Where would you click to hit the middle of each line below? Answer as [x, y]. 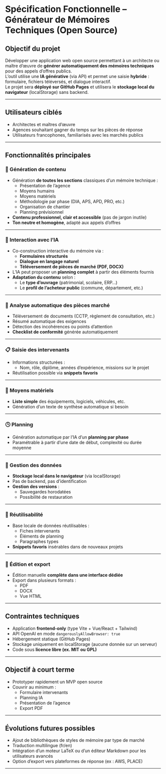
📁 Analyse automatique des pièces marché [58, 305]
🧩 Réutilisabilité [24, 515]
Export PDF [31, 708]
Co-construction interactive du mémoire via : [58, 251]
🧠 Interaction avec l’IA [32, 240]
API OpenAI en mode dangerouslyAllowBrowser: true [66, 633]
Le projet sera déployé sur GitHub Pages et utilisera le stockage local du [80, 87]
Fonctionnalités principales [48, 155]
